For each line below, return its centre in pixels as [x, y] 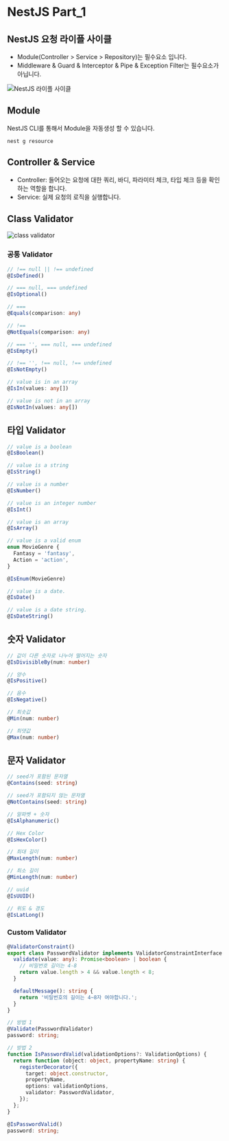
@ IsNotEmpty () [27, 370]
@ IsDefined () [26, 276]
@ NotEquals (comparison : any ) [49, 332]
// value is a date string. [47, 610]
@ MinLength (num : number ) [43, 878]
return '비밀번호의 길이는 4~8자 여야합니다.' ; [79, 997]
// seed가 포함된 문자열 [38, 777]
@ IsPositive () [27, 681]
